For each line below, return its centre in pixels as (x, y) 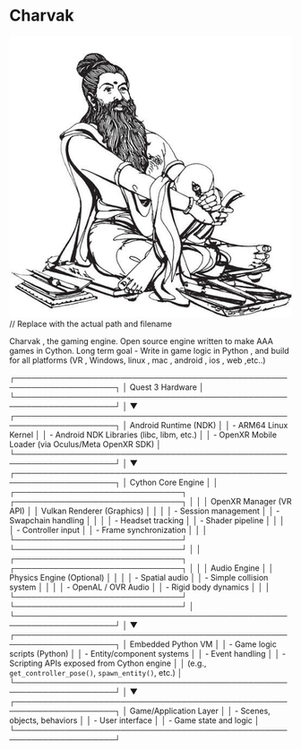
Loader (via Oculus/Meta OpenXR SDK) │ (86, 444)
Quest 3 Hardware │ (167, 387)
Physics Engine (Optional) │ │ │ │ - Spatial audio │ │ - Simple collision (139, 577)
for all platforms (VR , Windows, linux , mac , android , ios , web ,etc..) (138, 360)
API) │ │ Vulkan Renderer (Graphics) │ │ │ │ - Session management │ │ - (145, 511)
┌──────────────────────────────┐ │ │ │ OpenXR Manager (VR (150, 501)
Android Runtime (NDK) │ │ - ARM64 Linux (209, 425)
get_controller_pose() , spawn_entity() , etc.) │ (96, 672)
